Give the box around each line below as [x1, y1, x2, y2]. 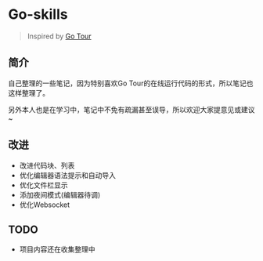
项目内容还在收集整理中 [19, 245, 95, 254]
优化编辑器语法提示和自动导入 [19, 170, 116, 179]
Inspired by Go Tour [27, 31, 92, 41]
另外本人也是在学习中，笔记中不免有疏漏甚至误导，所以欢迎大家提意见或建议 [8, 104, 255, 114]
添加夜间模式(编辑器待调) [19, 190, 101, 199]
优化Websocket [19, 200, 70, 209]
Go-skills [8, 5, 68, 24]
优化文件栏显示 [19, 180, 68, 190]
